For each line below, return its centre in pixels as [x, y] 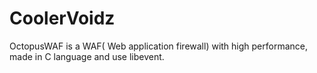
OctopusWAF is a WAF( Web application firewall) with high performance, [159, 46]
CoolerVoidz [62, 18]
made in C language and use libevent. [87, 56]
